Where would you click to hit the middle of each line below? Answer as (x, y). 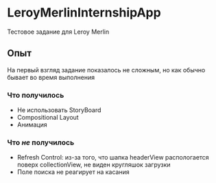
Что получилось (36, 95)
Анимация (32, 125)
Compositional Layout (48, 118)
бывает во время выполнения (51, 77)
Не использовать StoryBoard (59, 110)
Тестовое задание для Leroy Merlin (58, 32)
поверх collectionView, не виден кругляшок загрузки (94, 165)
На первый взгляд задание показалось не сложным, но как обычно (106, 69)
